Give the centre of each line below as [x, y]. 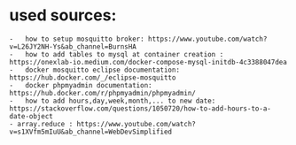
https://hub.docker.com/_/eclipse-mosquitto [93, 77]
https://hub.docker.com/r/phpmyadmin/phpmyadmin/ [103, 93]
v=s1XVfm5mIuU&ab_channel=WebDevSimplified [91, 132]
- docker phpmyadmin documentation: [81, 85]
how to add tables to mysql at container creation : [125, 54]
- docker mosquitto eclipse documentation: [94, 70]
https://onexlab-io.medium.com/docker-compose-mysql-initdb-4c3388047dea [148, 62]
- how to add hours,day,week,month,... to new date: [113, 101]
